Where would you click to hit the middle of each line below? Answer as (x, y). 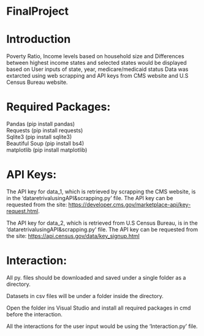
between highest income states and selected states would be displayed (96, 63)
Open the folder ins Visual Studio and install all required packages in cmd (99, 308)
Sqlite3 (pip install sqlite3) (39, 137)
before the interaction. (35, 314)
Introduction (39, 39)
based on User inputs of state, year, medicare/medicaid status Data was (97, 69)
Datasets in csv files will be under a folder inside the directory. (85, 296)
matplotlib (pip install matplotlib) (47, 150)
